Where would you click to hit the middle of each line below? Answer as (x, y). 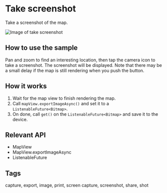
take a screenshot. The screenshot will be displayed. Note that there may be (84, 65)
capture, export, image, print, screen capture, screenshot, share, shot (77, 186)
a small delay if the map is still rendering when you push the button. (75, 70)
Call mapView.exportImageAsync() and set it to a (60, 103)
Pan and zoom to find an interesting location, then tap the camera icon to (80, 60)
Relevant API (25, 135)
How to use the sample (41, 48)
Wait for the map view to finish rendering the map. (64, 98)
